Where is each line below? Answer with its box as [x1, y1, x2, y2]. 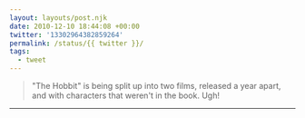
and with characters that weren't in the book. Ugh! [31, 90, 221, 101]
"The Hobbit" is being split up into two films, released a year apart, [31, 81, 281, 91]
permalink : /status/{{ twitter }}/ [9, 38, 144, 48]
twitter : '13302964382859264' [9, 30, 124, 39]
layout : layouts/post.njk [9, 13, 107, 23]
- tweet [17, 55, 47, 64]
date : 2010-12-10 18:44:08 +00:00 [9, 22, 141, 31]
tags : [9, 47, 30, 56]
